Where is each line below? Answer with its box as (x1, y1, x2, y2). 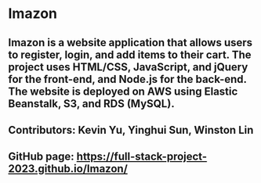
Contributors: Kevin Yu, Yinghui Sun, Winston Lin (8, 123, 254, 137)
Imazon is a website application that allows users (8, 36, 253, 49)
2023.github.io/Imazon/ (8, 162, 128, 176)
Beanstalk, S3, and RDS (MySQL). (8, 97, 175, 110)
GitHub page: (8, 150, 74, 163)
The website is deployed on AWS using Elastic (8, 84, 238, 98)
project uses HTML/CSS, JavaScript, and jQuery (8, 60, 248, 74)
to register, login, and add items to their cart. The (8, 48, 252, 61)
